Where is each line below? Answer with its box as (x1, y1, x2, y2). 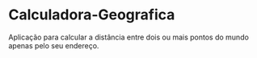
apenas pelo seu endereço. (8, 40, 99, 50)
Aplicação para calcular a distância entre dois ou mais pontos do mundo (8, 32, 249, 42)
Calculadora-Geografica (8, 6, 175, 24)
